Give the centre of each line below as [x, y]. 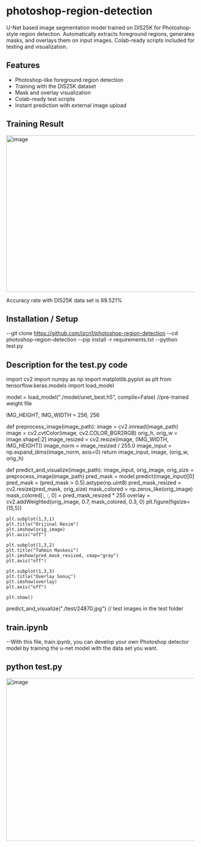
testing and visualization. [37, 47]
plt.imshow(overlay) [32, 582]
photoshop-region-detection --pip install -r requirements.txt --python [92, 340]
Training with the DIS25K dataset [55, 86]
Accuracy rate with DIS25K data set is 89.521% [64, 300]
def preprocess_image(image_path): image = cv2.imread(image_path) [92, 427]
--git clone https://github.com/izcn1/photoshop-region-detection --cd [92, 334]
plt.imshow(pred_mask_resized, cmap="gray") [63, 556]
